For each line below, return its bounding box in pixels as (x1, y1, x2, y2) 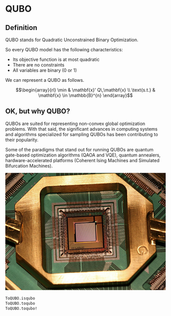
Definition (5, 23, 37, 32)
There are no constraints (12, 62, 65, 68)
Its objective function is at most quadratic (12, 56, 100, 62)
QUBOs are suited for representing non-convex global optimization (5, 120, 146, 127)
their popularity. (5, 137, 39, 143)
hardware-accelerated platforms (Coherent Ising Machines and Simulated (5, 157, 160, 163)
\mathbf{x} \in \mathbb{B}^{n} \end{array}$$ (38, 92, 133, 98)
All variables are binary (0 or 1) (12, 67, 77, 73)
